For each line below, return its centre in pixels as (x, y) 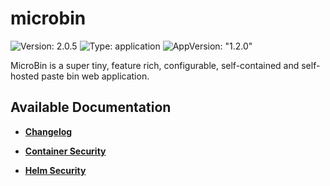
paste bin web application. (95, 76)
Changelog (48, 131)
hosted (25, 76)
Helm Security (55, 170)
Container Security (65, 151)
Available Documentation (91, 107)
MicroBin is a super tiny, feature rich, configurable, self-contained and (155, 65)
